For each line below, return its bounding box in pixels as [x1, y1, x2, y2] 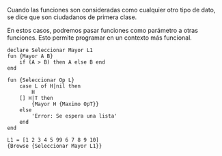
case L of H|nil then [19, 83, 81, 90]
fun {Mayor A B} [7, 53, 53, 60]
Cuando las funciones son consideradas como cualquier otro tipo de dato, [7, 6, 216, 14]
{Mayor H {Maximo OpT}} [31, 101, 99, 107]
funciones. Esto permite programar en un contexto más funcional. [7, 34, 193, 42]
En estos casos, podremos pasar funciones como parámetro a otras [7, 27, 198, 34]
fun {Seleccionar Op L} [7, 77, 75, 83]
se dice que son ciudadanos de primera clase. [7, 13, 137, 21]
